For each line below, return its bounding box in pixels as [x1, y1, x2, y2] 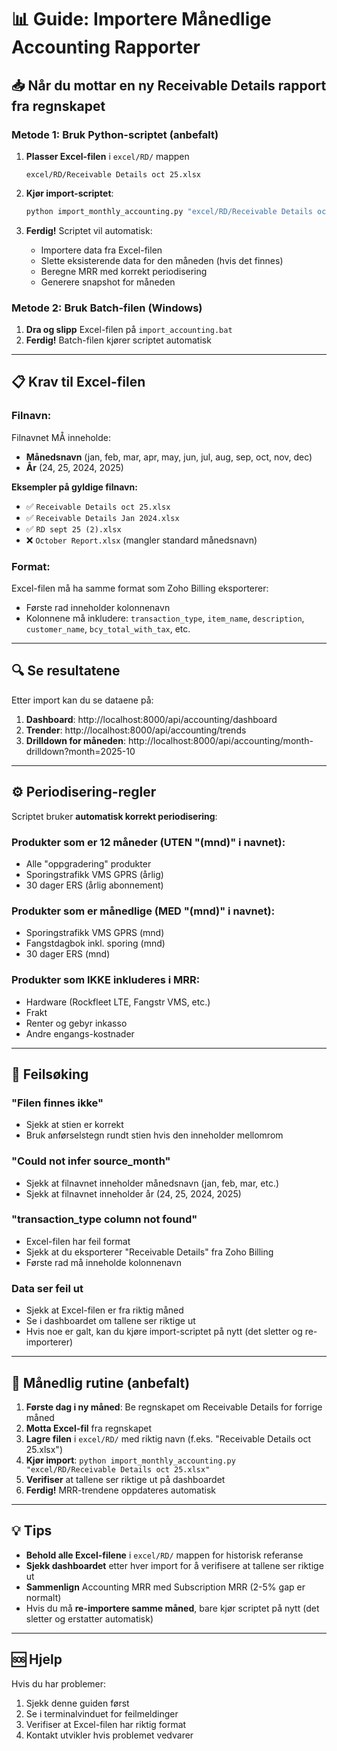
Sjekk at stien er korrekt [25, 1119, 124, 1131]
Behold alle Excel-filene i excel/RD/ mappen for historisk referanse [25, 1549, 304, 1561]
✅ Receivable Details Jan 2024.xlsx [25, 511, 180, 523]
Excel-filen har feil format [25, 1235, 131, 1247]
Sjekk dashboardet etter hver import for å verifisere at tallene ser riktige [25, 1559, 324, 1571]
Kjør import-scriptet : [25, 187, 114, 199]
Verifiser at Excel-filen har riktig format [25, 1718, 187, 1730]
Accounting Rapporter [11, 36, 201, 59]
